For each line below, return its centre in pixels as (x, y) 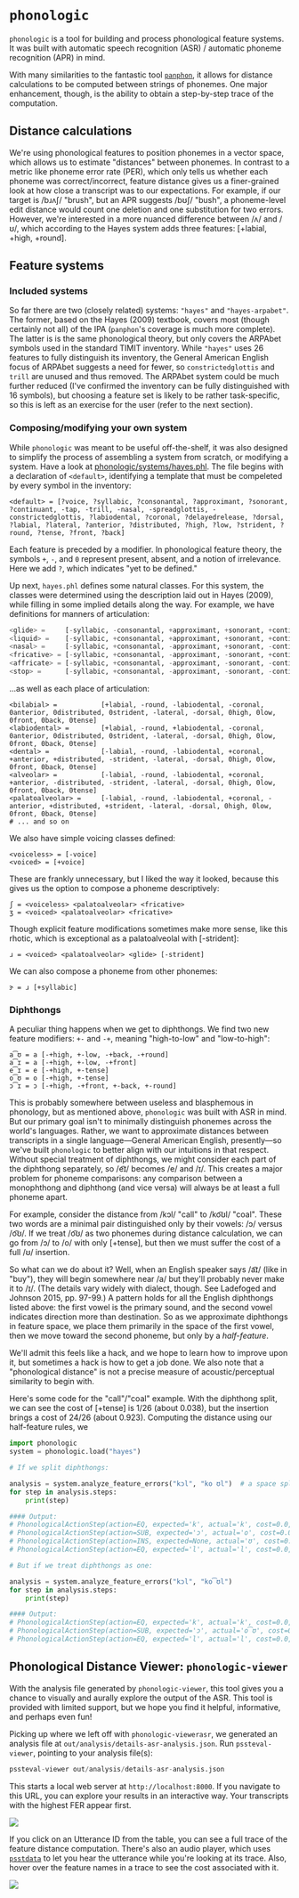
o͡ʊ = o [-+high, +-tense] (59, 1079)
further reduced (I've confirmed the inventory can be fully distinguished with (149, 386)
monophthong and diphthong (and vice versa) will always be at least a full (145, 1188)
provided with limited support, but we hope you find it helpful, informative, (145, 1707)
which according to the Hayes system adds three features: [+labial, (144, 228)
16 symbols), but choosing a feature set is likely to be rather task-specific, (145, 395)
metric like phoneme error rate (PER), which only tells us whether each (139, 171)
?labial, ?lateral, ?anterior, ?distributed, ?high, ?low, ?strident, (143, 525)
